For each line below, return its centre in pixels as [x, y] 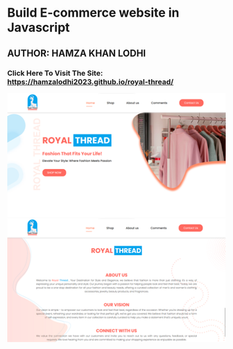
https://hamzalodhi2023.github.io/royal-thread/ [90, 81]
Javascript [39, 27]
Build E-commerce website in [93, 13]
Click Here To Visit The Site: [55, 73]
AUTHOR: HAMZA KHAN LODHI [77, 53]
